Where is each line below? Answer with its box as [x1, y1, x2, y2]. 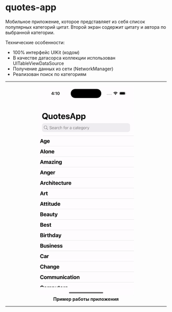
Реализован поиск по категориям [12, 71, 87, 77]
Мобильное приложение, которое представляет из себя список [5, 18, 145, 25]
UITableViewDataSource [12, 60, 64, 66]
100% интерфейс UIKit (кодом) [12, 49, 80, 55]
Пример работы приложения [53, 296, 119, 302]
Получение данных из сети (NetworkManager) [12, 66, 114, 72]
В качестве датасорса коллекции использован [12, 54, 116, 61]
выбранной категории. [5, 29, 55, 35]
